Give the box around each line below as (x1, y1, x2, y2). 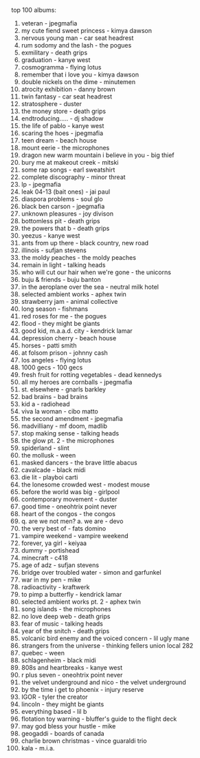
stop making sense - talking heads (21, 429, 120, 437)
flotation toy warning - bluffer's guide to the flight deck (21, 715, 177, 723)
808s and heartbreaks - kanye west (21, 664, 123, 671)
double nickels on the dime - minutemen (21, 78, 136, 85)
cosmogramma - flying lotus (21, 63, 102, 71)
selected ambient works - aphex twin (21, 290, 126, 298)
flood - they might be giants (21, 320, 100, 327)
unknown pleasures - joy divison (21, 209, 114, 218)
